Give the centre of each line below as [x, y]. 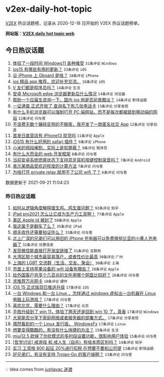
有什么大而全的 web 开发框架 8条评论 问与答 [55, 154]
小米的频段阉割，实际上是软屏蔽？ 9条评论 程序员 [60, 147]
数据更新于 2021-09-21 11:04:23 [37, 182]
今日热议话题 [25, 51]
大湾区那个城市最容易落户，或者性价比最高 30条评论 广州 [68, 257]
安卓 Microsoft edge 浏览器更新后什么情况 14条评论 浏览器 [69, 93]
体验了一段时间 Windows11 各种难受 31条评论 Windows [65, 63]
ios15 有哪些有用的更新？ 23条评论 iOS [50, 69]
